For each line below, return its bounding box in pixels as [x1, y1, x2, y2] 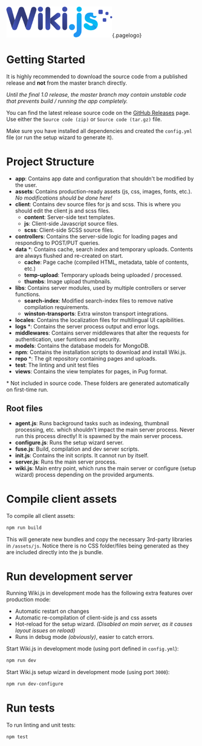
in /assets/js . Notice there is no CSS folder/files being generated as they [6, 542, 189, 549]
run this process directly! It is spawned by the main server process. [15, 432, 183, 439]
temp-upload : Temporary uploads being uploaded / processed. [24, 271, 183, 278]
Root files [6, 404, 44, 414]
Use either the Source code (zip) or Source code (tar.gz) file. [6, 116, 162, 123]
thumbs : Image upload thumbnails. [24, 278, 112, 285]
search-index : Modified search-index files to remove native [24, 297, 174, 304]
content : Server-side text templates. [24, 213, 115, 221]
